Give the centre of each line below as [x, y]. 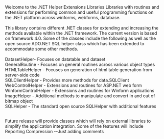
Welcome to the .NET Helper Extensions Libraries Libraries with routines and [82, 7]
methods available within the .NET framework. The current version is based [81, 33]
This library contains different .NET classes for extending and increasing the [82, 28]
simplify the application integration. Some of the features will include [74, 126]
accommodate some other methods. [42, 49]
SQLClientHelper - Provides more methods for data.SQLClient [67, 80]
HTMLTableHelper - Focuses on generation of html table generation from [79, 70]
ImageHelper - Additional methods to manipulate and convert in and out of [80, 96]
